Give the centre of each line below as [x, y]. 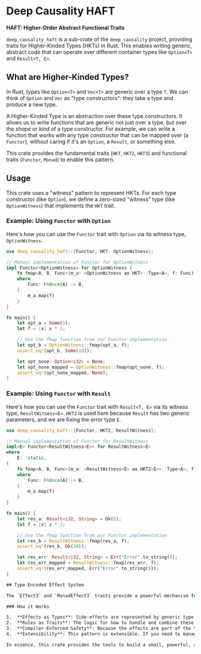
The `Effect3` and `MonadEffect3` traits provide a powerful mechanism [97, 596]
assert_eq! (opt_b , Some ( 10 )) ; [55, 351]
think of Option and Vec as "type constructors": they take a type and [90, 98]
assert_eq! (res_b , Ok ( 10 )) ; [52, 547]
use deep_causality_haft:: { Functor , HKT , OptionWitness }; [80, 251]
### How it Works [28, 607]
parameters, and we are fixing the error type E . [64, 419]
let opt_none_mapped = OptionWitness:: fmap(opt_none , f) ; [91, 367]
